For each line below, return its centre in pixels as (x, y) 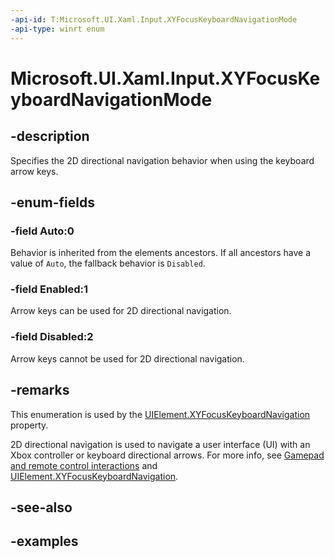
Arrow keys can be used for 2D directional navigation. (121, 311)
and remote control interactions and (84, 465)
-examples (44, 541)
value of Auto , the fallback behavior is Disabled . (108, 263)
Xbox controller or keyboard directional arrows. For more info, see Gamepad (167, 455)
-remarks (40, 390)
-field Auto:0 (42, 231)
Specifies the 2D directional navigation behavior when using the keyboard (162, 160)
